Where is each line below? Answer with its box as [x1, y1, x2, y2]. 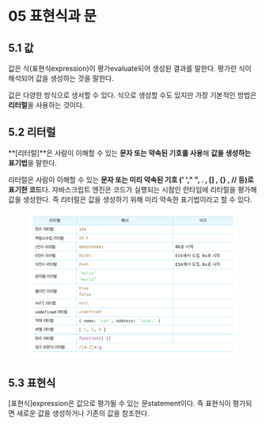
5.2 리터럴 [8, 126, 56, 139]
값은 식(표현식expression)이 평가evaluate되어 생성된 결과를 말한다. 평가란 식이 [8, 64, 252, 73]
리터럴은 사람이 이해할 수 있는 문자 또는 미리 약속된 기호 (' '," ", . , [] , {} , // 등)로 [8, 175, 255, 184]
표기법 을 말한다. [8, 157, 58, 167]
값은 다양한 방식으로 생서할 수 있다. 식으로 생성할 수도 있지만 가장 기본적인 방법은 [8, 90, 257, 100]
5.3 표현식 [8, 376, 56, 389]
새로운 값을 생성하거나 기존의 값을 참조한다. [16, 408, 150, 418]
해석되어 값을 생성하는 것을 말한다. [8, 74, 114, 83]
